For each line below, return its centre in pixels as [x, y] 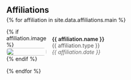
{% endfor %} [24, 71]
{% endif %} [22, 59]
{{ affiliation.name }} [78, 39]
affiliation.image [27, 38]
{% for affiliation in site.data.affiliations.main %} [66, 20]
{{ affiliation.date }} [76, 52]
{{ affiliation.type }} [76, 45]
